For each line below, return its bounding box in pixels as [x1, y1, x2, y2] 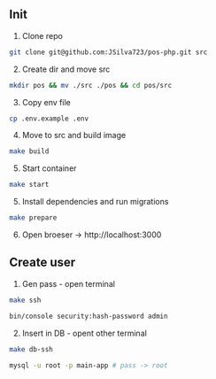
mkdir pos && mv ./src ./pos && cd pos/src [9, 81, 173, 89]
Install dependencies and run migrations [21, 197, 169, 207]
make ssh [9, 296, 42, 305]
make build [9, 147, 50, 156]
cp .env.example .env [9, 114, 89, 123]
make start [9, 181, 50, 189]
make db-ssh [9, 344, 53, 353]
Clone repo [21, 30, 64, 41]
